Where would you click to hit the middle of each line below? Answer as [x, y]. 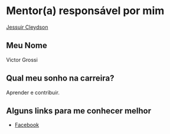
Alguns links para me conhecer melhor [79, 111]
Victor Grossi [22, 59]
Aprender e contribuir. [33, 92]
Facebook [27, 125]
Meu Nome [27, 46]
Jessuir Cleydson [27, 27]
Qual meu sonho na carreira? [60, 78]
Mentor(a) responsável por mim [85, 11]
